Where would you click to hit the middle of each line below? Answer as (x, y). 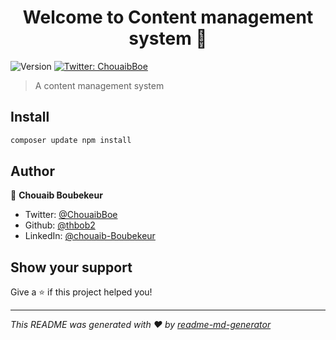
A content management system (99, 85)
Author (32, 171)
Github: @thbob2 (60, 225)
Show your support (71, 267)
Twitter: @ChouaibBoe (71, 215)
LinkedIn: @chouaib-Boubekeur (90, 236)
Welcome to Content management (168, 17)
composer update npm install (71, 140)
